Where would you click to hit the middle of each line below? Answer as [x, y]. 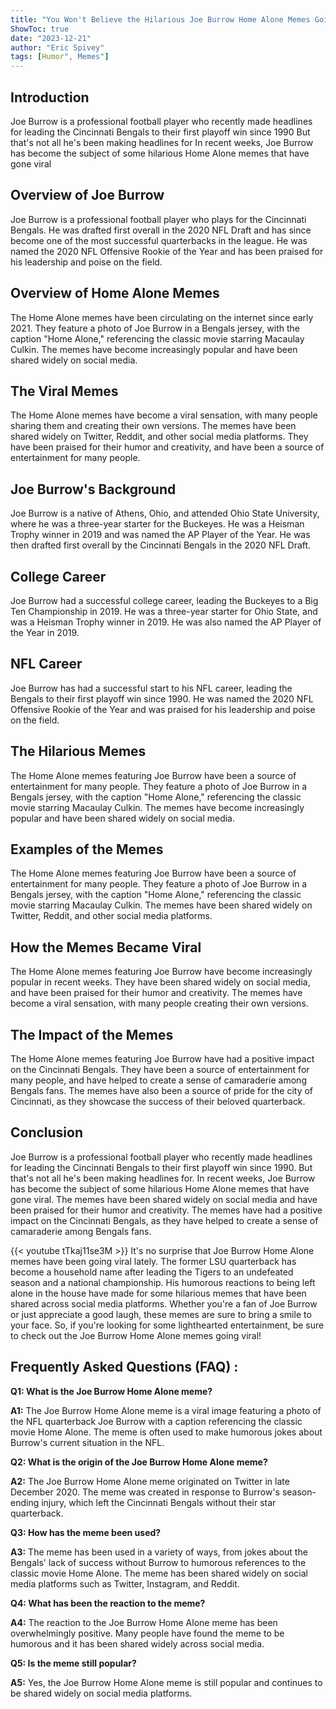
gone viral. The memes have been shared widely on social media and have [164, 1199]
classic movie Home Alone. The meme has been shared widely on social [159, 1573]
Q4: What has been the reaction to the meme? [108, 1603]
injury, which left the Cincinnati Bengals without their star [159, 1502]
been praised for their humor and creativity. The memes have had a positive [166, 1210]
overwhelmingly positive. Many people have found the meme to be [147, 1633]
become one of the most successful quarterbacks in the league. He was [159, 240]
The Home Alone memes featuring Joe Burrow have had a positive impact [162, 1059]
